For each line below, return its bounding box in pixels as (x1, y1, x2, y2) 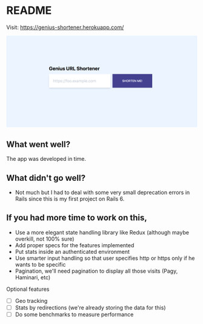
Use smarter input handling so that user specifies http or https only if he (15, 254, 195, 262)
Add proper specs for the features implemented (15, 241, 135, 248)
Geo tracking (15, 297, 48, 304)
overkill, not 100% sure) (15, 235, 75, 242)
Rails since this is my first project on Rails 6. (15, 195, 125, 202)
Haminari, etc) (15, 273, 51, 281)
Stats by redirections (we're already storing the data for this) (15, 303, 166, 311)
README (6, 4, 52, 18)
